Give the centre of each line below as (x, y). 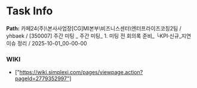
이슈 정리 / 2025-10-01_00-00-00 (47, 43)
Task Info (30, 11)
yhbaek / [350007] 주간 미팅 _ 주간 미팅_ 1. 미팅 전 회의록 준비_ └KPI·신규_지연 (99, 36)
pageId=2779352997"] (43, 78)
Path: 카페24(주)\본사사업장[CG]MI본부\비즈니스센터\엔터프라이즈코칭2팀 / (94, 28)
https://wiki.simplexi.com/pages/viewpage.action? (81, 72)
